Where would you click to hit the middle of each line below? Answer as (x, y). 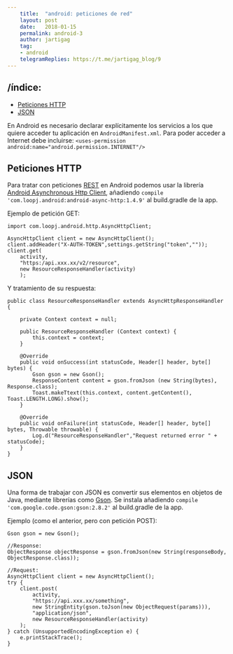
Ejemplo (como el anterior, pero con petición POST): (82, 521)
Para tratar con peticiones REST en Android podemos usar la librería (106, 185)
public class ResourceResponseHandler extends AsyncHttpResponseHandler (115, 301)
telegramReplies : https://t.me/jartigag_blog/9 (90, 59)
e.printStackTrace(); (51, 638)
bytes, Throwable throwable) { (53, 430)
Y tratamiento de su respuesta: (52, 288)
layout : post (39, 20)
